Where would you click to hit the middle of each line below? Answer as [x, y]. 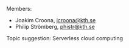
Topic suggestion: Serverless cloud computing [65, 38]
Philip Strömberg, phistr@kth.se [55, 27]
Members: [19, 9]
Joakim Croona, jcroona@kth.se [55, 20]
